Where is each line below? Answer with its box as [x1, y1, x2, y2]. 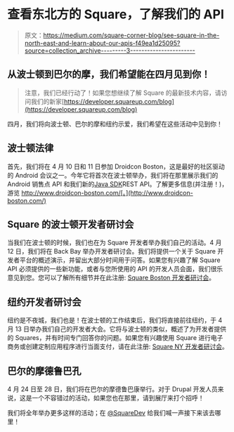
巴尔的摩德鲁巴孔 [7, 365, 82, 377]
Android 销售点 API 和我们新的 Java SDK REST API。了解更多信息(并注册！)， [7, 180, 228, 188]
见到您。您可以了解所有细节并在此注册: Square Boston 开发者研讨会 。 [13, 273, 216, 282]
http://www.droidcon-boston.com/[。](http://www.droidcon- [20, 188, 193, 197]
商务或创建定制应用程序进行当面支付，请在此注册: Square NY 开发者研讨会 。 [7, 342, 228, 351]
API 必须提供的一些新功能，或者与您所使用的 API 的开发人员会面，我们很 [7, 265, 217, 273]
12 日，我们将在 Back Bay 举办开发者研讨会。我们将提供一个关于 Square [7, 247, 216, 256]
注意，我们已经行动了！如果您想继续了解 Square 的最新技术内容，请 [24, 89, 221, 97]
